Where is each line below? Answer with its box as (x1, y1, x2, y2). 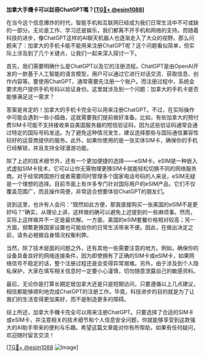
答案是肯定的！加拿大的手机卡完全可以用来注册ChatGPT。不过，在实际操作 (6, 106, 195, 113)
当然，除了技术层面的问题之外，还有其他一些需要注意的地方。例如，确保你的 (6, 245, 199, 251)
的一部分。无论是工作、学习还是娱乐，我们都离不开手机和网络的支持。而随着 (6, 27, 199, 34)
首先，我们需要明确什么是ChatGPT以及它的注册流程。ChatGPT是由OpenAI (6, 62, 193, 70)
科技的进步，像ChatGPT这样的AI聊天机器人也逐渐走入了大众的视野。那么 (6, 34, 189, 42)
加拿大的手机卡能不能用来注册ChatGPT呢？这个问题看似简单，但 (27, 42, 190, 49)
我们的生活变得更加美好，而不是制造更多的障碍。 (6, 296, 129, 303)
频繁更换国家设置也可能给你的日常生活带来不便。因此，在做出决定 (22, 224, 188, 231)
